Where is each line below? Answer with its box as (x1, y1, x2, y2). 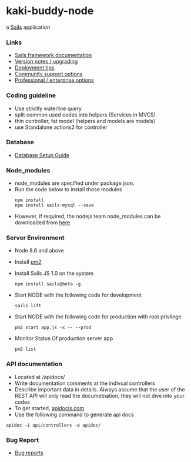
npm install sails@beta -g (14, 281, 81, 287)
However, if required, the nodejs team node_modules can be (14, 213, 161, 220)
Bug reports (14, 449, 44, 457)
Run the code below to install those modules (14, 186, 122, 193)
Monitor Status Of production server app (14, 335, 113, 342)
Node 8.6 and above (14, 247, 65, 254)
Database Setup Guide (14, 151, 69, 158)
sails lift (14, 303, 42, 309)
